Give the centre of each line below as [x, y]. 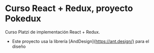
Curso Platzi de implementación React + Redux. [53, 32]
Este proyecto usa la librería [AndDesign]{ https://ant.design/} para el [80, 41]
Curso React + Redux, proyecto [69, 8]
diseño [19, 46]
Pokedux [23, 19]
